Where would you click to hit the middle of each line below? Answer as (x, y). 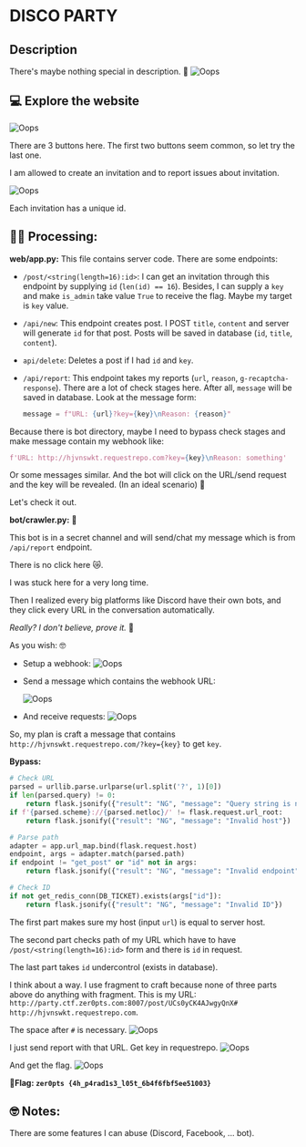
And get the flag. (41, 1065)
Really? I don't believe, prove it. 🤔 (72, 628)
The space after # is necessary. (68, 1029)
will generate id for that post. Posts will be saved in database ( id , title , (158, 333)
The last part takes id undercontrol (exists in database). (114, 966)
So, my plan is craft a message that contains (92, 734)
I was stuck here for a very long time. (79, 583)
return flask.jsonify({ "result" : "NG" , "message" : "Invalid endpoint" (163, 872)
